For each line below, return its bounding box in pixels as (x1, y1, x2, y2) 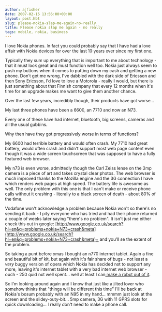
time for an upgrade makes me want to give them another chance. (5, 88, 137, 94)
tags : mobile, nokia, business (5, 30, 68, 34)
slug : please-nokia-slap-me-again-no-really (5, 20, 96, 26)
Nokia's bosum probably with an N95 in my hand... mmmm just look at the (5, 291, 152, 297)
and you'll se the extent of (100, 236, 152, 242)
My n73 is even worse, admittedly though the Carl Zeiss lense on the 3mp (5, 165, 152, 171)
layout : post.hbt (5, 16, 40, 21)
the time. (5, 196, 23, 202)
